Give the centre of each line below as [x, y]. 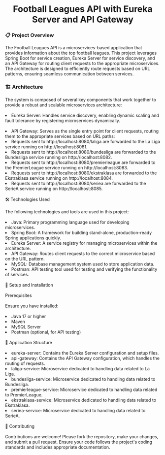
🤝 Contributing [20, 426]
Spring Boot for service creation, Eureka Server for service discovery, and [80, 58]
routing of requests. [25, 363]
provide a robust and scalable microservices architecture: [64, 105]
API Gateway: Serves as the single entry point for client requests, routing [85, 131]
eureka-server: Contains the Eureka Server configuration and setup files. [85, 353]
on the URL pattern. [25, 259]
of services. [17, 274]
